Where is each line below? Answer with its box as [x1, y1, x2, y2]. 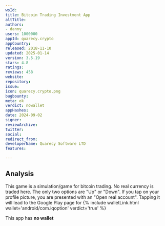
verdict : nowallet [5, 103, 45, 108]
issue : [5, 84, 19, 89]
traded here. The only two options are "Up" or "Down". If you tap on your [5, 189, 159, 195]
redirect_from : [5, 137, 38, 142]
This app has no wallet [5, 215, 54, 221]
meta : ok [5, 98, 24, 103]
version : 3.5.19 [5, 55, 40, 61]
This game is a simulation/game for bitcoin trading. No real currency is [5, 183, 154, 189]
